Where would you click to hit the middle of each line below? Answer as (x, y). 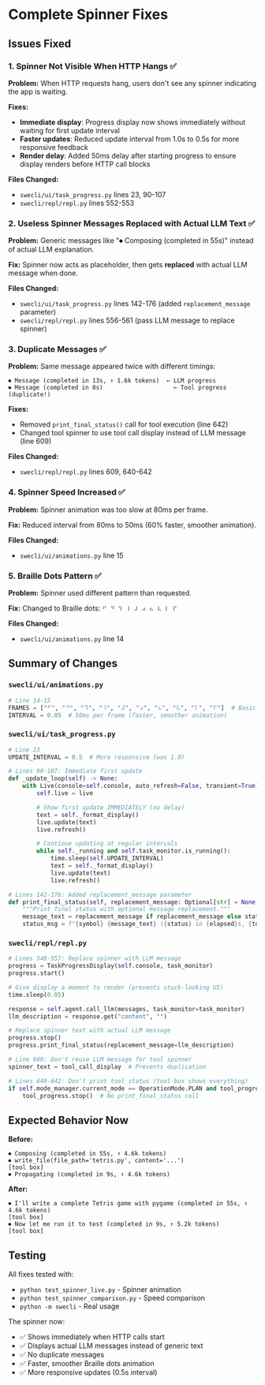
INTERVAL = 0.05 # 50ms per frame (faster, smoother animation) (118, 715)
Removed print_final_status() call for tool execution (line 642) (124, 424)
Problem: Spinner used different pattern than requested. (100, 593)
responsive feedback (54, 147)
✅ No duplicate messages (62, 1355)
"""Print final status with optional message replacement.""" (127, 909)
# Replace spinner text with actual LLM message (90, 1031)
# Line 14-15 (30, 700)
